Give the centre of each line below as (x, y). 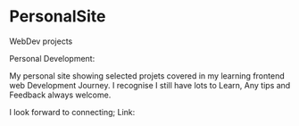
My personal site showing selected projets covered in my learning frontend (147, 76)
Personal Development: (52, 58)
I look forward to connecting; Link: (72, 112)
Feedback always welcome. (60, 95)
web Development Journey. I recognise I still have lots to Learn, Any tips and (150, 85)
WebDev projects (41, 41)
